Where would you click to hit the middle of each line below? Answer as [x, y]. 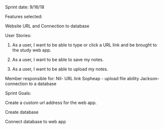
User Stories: [18, 35]
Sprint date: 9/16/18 [25, 7]
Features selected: [24, 16]
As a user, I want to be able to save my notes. [58, 60]
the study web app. [32, 50]
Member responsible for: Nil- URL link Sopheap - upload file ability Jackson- [82, 78]
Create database [22, 112]
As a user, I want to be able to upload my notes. [60, 69]
